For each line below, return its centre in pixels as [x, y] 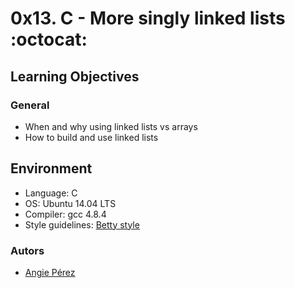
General [30, 105]
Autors [27, 250]
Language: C [51, 193]
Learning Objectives [75, 76]
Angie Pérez [50, 272]
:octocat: [49, 39]
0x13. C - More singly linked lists [148, 18]
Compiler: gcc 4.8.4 [65, 214]
